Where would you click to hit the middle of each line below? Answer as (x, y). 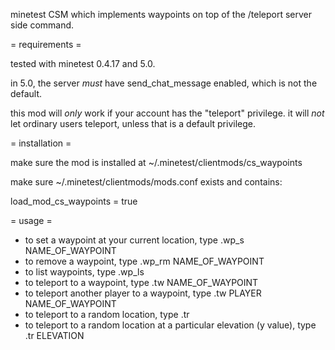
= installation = (41, 143)
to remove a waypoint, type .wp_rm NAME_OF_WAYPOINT (144, 261)
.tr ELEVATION (54, 335)
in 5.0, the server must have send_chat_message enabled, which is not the (164, 83)
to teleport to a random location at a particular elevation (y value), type (170, 325)
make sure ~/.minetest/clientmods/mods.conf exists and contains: (146, 182)
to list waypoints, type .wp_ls (84, 272)
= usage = (31, 220)
